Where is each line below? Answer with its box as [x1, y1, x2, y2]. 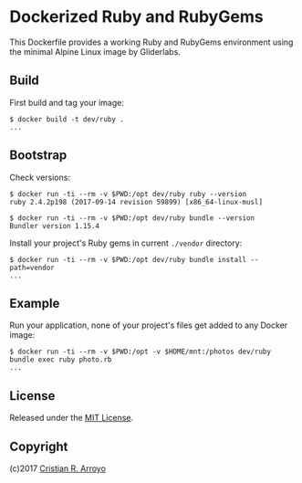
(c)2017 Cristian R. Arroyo [9, 463, 107, 474]
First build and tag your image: [9, 97, 125, 108]
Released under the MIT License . [9, 413, 134, 424]
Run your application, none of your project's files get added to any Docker [9, 320, 288, 331]
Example [9, 295, 60, 311]
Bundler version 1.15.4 [9, 221, 100, 230]
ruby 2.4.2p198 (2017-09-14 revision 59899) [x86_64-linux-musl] [9, 197, 263, 206]
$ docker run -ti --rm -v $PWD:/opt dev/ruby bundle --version [9, 213, 255, 223]
